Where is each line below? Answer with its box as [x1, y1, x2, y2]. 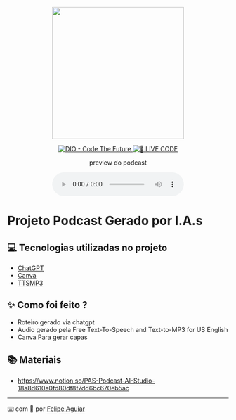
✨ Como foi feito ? [7, 299, 88, 311]
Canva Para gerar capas [17, 333, 88, 341]
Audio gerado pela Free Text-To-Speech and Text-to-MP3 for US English [17, 325, 228, 333]
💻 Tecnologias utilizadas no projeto [7, 241, 168, 253]
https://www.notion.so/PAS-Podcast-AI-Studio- [17, 376, 155, 385]
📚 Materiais [7, 354, 62, 366]
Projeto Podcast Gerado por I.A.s [7, 213, 203, 229]
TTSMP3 [17, 279, 44, 287]
